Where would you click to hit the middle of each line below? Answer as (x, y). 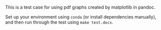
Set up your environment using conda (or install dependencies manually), (81, 17)
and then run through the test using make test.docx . (59, 22)
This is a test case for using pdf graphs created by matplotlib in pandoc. (80, 7)
